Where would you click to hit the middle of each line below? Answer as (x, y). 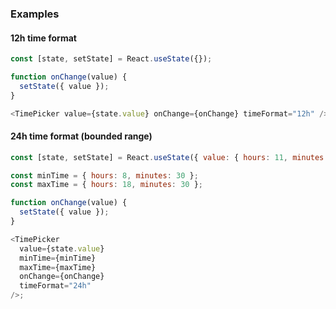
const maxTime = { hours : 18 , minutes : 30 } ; (106, 185)
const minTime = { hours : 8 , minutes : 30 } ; (104, 175)
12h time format (43, 38)
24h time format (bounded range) (81, 136)
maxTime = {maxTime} (58, 267)
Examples (35, 14)
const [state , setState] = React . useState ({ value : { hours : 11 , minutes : (169, 157)
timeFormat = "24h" (55, 286)
